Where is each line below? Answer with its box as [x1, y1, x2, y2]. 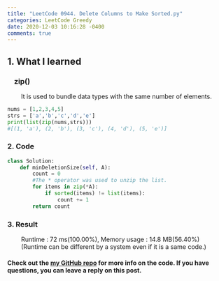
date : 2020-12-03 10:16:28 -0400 [7, 23, 105, 30]
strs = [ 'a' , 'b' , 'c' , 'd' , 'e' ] [7, 112, 96, 119]
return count [32, 203, 71, 210]
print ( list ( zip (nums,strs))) [7, 119, 92, 126]
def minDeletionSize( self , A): [20, 164, 111, 171]
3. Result [7, 219, 38, 229]
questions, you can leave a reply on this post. [7, 266, 142, 274]
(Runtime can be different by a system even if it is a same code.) [20, 243, 206, 251]
